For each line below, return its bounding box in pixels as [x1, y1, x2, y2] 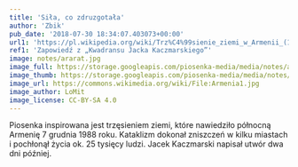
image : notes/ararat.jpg [9, 54, 101, 63]
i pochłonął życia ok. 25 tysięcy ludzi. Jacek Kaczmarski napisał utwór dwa [9, 139, 284, 149]
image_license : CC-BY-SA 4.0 [9, 95, 117, 105]
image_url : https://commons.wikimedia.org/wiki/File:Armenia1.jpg [9, 79, 260, 88]
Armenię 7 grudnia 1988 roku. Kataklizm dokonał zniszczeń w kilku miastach [9, 130, 288, 140]
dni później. [9, 148, 51, 159]
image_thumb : [9, 71, 58, 80]
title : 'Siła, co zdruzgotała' [9, 12, 125, 22]
